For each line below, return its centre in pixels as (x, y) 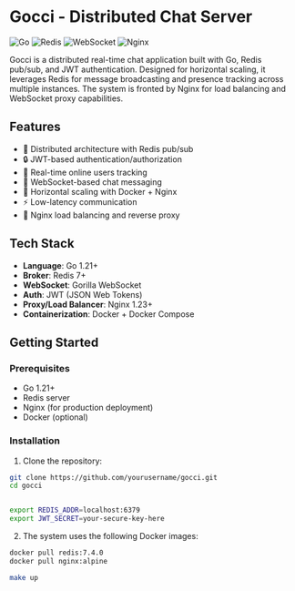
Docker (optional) (55, 417)
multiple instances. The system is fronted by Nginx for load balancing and (148, 88)
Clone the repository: (62, 461)
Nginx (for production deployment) (88, 408)
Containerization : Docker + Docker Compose (108, 314)
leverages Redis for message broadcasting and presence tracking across (147, 78)
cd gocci (26, 486)
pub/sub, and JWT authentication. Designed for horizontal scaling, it (137, 69)
